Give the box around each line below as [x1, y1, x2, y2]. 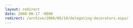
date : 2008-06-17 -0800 [5, 11, 53, 16]
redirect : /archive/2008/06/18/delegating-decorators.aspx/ [5, 16, 129, 20]
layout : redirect [5, 7, 40, 12]
